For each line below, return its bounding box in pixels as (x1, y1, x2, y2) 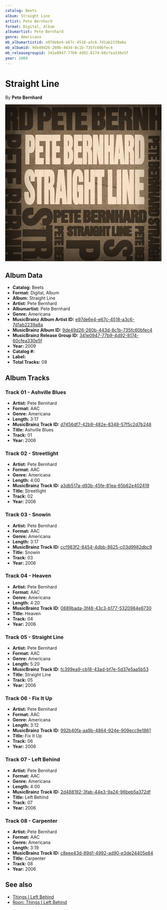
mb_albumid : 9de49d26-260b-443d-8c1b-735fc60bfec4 (5, 45, 113, 50)
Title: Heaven (12, 610, 41, 617)
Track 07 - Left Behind (5, 756, 60, 763)
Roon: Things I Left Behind (12, 899, 67, 905)
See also (5, 880, 32, 889)
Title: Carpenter (12, 855, 46, 861)
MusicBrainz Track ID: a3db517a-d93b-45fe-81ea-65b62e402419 (12, 483, 149, 489)
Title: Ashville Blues (12, 426, 54, 432)
